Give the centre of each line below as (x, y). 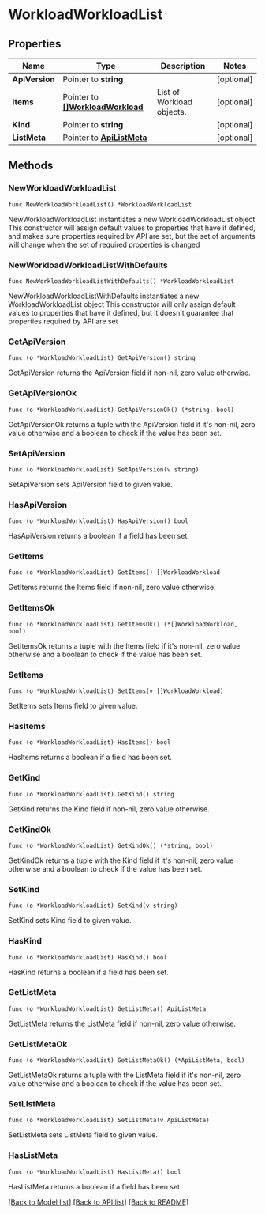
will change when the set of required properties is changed (104, 244)
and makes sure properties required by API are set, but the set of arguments (132, 236)
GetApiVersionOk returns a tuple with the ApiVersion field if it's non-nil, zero (132, 424)
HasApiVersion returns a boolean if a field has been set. (99, 536)
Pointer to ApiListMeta (105, 138)
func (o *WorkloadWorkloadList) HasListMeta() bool (95, 1172)
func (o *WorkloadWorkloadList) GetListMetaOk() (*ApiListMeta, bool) (127, 1061)
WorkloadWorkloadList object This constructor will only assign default (122, 304)
